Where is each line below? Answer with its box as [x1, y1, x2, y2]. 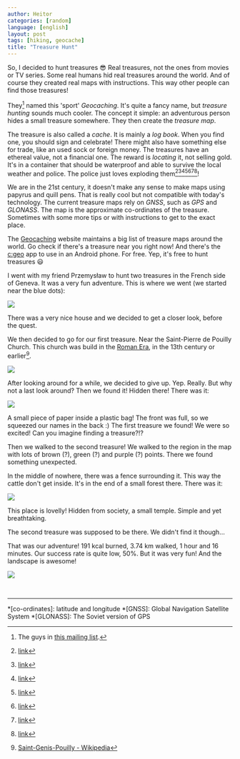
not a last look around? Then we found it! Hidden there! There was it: [7, 386, 209, 395]
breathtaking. [7, 513, 47, 522]
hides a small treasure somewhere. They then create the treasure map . [7, 116, 216, 125]
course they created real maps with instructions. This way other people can [7, 79, 230, 86]
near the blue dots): [7, 286, 66, 295]
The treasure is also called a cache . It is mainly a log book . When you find [7, 130, 225, 139]
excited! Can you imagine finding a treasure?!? [7, 428, 144, 437]
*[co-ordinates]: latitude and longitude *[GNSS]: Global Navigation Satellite [7, 604, 229, 613]
